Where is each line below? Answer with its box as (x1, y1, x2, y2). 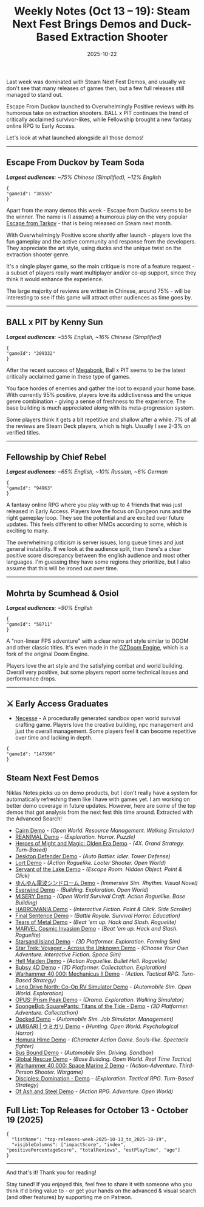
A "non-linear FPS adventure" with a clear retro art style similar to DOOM (6, 637, 189, 645)
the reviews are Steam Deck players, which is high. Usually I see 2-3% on (6, 422, 191, 430)
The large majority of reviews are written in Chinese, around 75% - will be (6, 287, 191, 295)
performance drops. (6, 675, 56, 682)
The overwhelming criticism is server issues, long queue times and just (6, 539, 184, 546)
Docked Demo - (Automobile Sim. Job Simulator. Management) (15, 1015, 174, 1023)
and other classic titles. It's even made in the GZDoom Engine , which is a (6, 644, 188, 651)
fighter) (15, 1042, 35, 1049)
